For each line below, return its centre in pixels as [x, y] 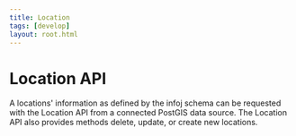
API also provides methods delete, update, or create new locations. [134, 123]
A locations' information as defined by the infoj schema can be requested [145, 103]
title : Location [40, 17]
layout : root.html [44, 34]
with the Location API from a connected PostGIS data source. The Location [148, 113]
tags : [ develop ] [40, 26]
